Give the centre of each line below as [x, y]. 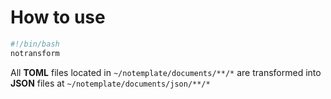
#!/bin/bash [35, 44]
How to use [58, 17]
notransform [35, 53]
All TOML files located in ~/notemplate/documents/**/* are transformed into [166, 72]
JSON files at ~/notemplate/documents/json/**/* [110, 83]
